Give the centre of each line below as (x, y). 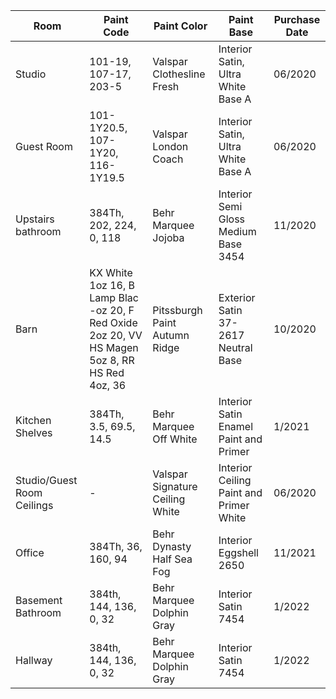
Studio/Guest (46, 480)
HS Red (107, 372)
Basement (39, 600)
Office (30, 552)
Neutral (235, 347)
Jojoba (168, 237)
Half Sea (172, 559)
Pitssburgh (177, 310)
